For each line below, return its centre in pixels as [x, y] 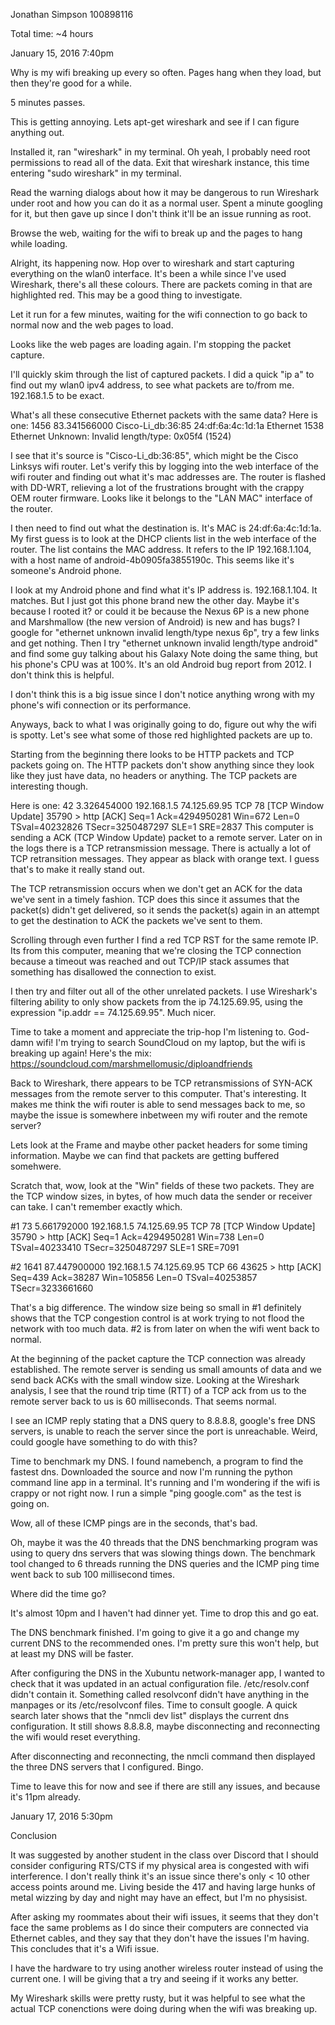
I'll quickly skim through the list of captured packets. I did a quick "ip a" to [162, 374]
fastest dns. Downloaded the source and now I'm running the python [151, 1472]
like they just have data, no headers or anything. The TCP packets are [154, 775]
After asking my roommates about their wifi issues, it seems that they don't [164, 1917]
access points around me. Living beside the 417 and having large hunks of [163, 1887]
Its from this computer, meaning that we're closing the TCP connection [156, 950]
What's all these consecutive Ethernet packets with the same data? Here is [164, 415]
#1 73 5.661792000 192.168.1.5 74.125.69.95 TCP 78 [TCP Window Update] [163, 1226]
